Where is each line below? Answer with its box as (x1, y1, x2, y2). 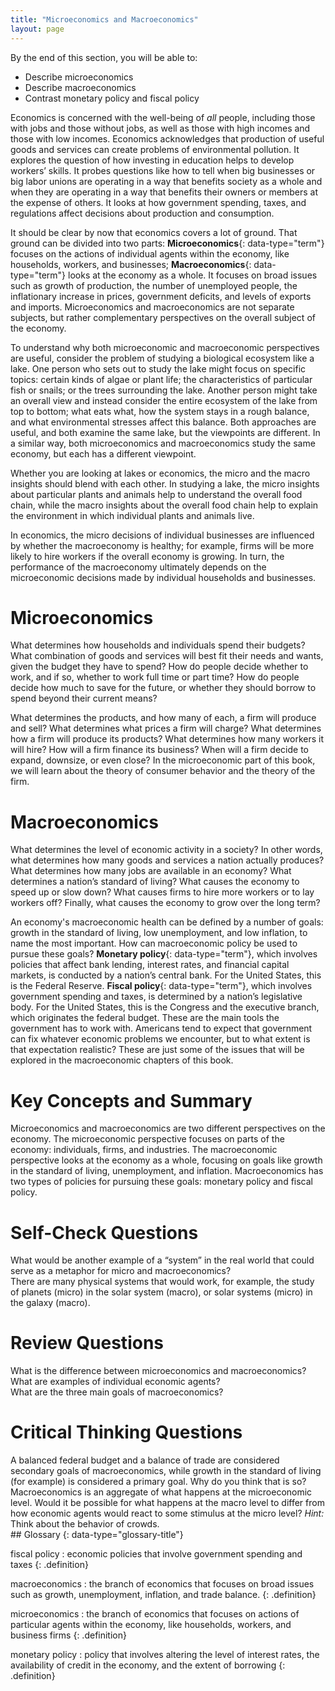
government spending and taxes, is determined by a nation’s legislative (10, 991, 303, 1003)
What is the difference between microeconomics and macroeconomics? (10, 1365, 307, 1377)
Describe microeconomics (24, 71, 134, 83)
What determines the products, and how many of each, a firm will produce (10, 712, 317, 724)
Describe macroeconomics (24, 81, 137, 93)
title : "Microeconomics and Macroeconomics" (10, 14, 199, 25)
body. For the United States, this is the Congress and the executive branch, (10, 1001, 320, 1013)
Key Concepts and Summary (10, 1089, 253, 1112)
